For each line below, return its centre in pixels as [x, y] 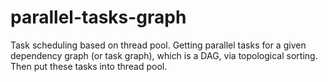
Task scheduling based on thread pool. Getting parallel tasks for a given [158, 45]
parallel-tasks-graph [98, 17]
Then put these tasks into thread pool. [89, 66]
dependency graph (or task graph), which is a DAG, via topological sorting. [164, 55]
